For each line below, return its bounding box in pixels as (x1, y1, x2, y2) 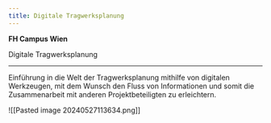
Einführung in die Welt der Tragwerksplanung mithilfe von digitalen (8, 72, 230, 82)
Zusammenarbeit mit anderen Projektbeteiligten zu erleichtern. (8, 89, 217, 99)
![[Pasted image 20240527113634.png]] (8, 105, 141, 115)
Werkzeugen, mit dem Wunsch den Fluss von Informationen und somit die (8, 81, 255, 91)
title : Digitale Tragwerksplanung (8, 11, 125, 20)
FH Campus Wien (8, 34, 69, 43)
